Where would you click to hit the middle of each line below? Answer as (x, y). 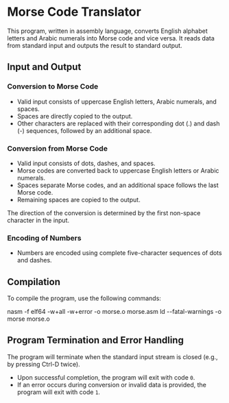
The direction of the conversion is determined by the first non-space (104, 212)
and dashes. (35, 260)
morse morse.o (28, 319)
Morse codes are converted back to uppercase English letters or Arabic (118, 170)
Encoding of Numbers (44, 238)
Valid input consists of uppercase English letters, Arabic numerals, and (117, 101)
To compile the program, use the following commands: (84, 298)
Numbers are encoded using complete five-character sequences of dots (119, 253)
